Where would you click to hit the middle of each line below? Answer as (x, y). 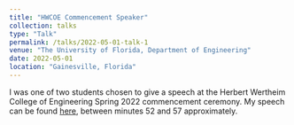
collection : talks (43, 26)
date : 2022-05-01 (41, 59)
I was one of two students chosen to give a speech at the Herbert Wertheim (147, 92)
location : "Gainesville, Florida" (73, 67)
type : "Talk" (33, 34)
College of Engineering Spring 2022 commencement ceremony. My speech (147, 101)
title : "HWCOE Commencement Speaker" (79, 17)
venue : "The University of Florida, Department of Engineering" (130, 51)
